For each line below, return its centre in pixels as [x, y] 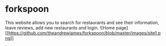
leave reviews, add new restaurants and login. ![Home [60, 27]
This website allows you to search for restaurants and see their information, [82, 23]
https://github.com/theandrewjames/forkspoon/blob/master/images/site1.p [84, 33]
